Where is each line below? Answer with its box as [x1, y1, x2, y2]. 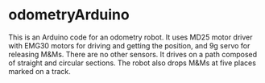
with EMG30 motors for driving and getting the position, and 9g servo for [8, 40, 251, 50]
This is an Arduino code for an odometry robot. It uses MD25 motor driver [8, 32, 253, 42]
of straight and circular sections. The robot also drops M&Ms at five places [8, 58, 256, 68]
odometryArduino [8, 6, 130, 24]
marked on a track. [8, 66, 71, 76]
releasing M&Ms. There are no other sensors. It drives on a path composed [8, 49, 258, 59]
